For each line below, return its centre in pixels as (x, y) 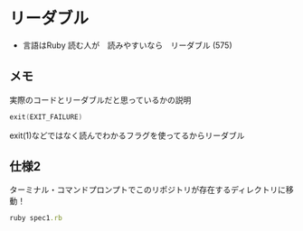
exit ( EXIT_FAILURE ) (46, 117)
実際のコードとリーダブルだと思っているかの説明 (100, 99)
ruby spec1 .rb (36, 218)
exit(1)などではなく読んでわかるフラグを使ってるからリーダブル (127, 135)
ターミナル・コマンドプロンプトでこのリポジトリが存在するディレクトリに (148, 189)
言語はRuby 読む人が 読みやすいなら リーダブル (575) (127, 45)
